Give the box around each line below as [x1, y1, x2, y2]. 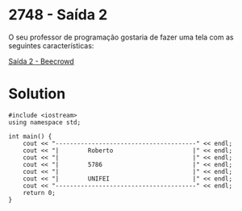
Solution [8, 85, 66, 103]
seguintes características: [8, 40, 94, 50]
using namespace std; [8, 118, 81, 126]
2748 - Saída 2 [8, 6, 108, 24]
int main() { [8, 132, 52, 140]
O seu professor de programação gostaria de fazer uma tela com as [8, 32, 234, 42]
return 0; [23, 188, 56, 197]
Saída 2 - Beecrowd [8, 56, 74, 66]
